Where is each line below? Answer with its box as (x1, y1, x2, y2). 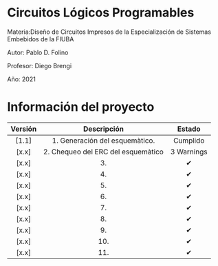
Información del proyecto (7, 99, 155, 115)
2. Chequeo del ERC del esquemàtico (43, 147, 164, 156)
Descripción (83, 124, 124, 134)
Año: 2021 (7, 74, 36, 83)
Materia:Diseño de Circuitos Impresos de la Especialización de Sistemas (7, 28, 212, 36)
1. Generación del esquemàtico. (52, 136, 155, 145)
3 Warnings (170, 147, 208, 156)
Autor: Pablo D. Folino (7, 48, 69, 57)
